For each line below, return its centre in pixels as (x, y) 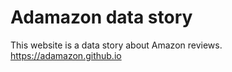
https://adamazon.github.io (66, 55)
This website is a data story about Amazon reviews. (116, 45)
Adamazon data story (101, 17)
